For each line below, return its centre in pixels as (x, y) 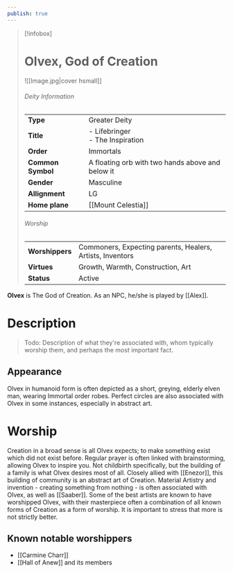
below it (101, 171)
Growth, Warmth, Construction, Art (135, 266)
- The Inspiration (116, 139)
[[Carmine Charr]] (43, 555)
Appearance (35, 372)
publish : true (28, 14)
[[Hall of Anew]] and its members (64, 563)
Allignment (46, 194)
